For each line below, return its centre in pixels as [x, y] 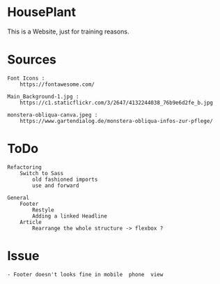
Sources [32, 60]
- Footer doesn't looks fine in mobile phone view [85, 274]
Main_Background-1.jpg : [43, 96]
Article [31, 222]
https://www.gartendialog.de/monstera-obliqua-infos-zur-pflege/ [117, 121]
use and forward [56, 186]
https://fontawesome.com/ [57, 84]
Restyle [43, 210]
